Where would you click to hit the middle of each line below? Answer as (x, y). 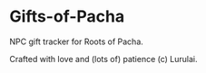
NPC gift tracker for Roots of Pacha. (76, 41)
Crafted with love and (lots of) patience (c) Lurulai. (103, 59)
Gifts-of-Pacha (67, 17)
